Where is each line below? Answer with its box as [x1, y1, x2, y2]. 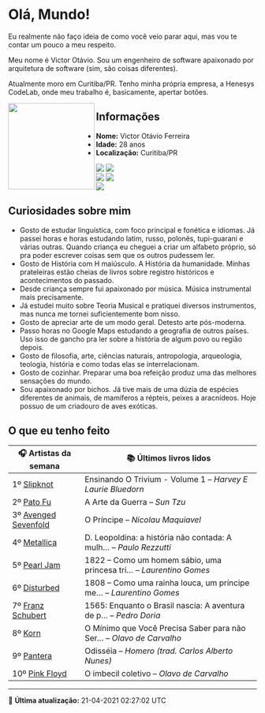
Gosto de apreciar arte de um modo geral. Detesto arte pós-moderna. [19, 317, 247, 327]
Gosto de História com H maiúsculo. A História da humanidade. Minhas [19, 259, 251, 268]
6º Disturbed [12, 582, 61, 593]
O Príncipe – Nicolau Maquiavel [84, 514, 201, 525]
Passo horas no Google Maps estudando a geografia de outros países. [19, 326, 249, 335]
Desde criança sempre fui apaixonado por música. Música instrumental [19, 284, 252, 293]
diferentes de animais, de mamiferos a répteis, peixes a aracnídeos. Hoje [19, 393, 256, 402]
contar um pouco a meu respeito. [8, 39, 117, 49]
